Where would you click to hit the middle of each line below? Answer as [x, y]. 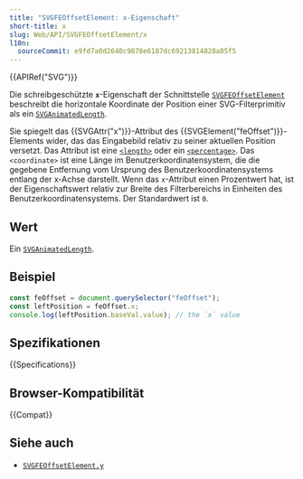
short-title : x [38, 26]
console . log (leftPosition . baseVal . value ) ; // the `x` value [125, 315]
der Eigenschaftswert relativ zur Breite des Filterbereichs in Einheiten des [146, 189]
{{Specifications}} [43, 365]
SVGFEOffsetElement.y [63, 465]
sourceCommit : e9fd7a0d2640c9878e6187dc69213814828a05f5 [127, 52]
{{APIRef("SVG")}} [44, 77]
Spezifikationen [55, 343]
